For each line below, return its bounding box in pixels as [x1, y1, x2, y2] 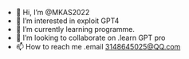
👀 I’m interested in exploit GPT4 [15, 16, 120, 26]
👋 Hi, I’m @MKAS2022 [15, 8, 90, 17]
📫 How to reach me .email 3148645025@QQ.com [15, 42, 181, 51]
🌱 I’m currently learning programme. [15, 25, 136, 33]
